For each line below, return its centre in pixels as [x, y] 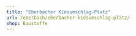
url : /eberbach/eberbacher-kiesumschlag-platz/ [68, 18]
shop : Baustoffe [27, 23]
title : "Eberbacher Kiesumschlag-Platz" [59, 12]
